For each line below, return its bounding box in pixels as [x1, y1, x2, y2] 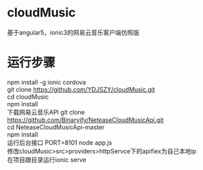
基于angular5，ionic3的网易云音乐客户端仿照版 [7, 28, 139, 36]
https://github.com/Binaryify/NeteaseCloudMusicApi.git [7, 115, 164, 124]
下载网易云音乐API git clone [7, 108, 86, 116]
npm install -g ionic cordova [7, 77, 86, 86]
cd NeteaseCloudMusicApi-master [7, 123, 105, 131]
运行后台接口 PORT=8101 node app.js [7, 138, 112, 147]
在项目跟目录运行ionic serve [7, 156, 87, 164]
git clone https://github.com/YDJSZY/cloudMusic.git [7, 85, 156, 93]
